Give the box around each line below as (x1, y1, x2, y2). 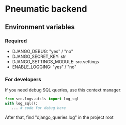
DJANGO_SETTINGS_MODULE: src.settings (12, 58, 99, 64)
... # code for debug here (11, 106, 66, 110)
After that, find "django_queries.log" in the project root (5, 114, 114, 120)
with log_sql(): (5, 101, 38, 106)
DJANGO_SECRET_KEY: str (12, 54, 66, 59)
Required (5, 37, 27, 44)
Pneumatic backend (5, 3, 87, 15)
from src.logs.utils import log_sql (5, 96, 79, 102)
